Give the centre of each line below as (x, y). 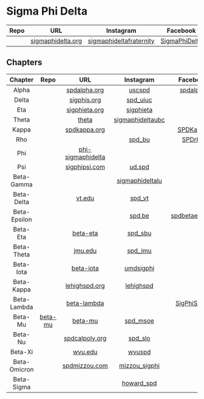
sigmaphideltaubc (139, 119)
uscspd (139, 90)
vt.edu (85, 198)
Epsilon (22, 219)
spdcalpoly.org (85, 338)
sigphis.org (85, 100)
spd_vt (139, 198)
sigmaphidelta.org (56, 41)
